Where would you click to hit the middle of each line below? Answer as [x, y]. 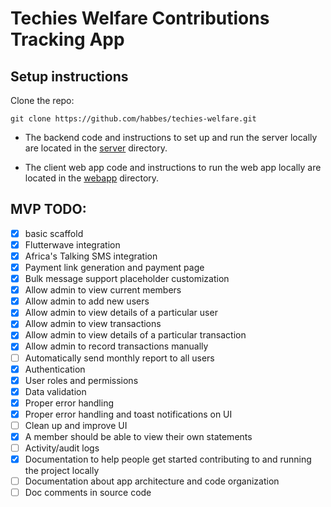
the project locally [62, 471]
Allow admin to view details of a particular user [121, 313]
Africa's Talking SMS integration [91, 256]
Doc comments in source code [88, 493]
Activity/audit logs [62, 448]
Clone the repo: [42, 100]
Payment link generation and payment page [114, 267]
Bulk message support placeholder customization [127, 279]
